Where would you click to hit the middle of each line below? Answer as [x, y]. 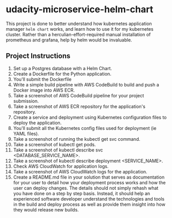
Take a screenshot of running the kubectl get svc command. [77, 139]
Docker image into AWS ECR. [44, 90]
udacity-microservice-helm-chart [80, 9]
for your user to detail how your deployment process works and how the [89, 182]
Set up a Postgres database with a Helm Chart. [62, 68]
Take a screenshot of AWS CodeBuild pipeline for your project [79, 95]
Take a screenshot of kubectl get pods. [55, 144]
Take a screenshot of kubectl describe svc [58, 150]
